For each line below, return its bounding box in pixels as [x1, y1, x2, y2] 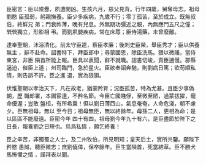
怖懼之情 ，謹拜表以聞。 [11, 151, 72, 158]
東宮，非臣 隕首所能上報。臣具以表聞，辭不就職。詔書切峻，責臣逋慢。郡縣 [6, 57, 196, 63]
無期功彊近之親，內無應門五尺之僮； [104, 21, 196, 27]
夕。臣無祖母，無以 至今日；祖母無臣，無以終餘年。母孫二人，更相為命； [6, 107, 191, 115]
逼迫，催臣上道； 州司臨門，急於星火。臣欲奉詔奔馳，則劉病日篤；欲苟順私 [6, 64, 196, 71]
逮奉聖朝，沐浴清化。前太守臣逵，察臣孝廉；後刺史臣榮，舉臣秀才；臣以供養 [6, 41, 200, 48]
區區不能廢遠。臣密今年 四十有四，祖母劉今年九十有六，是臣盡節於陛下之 [11, 115, 196, 122]
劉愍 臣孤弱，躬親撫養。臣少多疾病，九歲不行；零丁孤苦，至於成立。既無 [6, 13, 191, 20]
